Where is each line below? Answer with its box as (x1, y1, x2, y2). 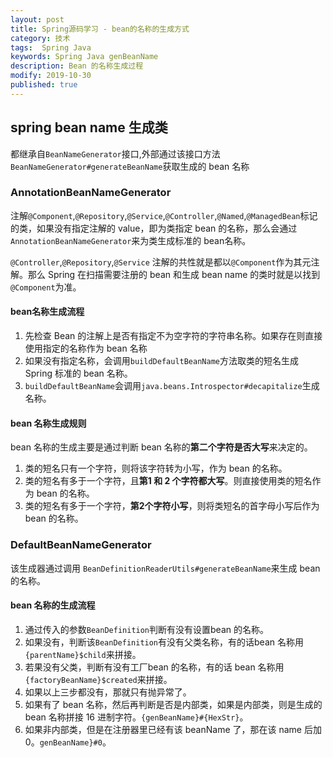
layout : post (10, 14, 65, 25)
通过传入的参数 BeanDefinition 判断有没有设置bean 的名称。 (24, 623, 269, 635)
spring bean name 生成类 (10, 119, 168, 136)
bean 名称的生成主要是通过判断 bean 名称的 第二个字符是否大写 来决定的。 (10, 441, 313, 453)
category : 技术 (10, 33, 71, 43)
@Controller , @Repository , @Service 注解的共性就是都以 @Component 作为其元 (10, 256, 312, 268)
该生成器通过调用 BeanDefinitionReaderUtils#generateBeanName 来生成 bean (10, 562, 321, 574)
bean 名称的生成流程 (10, 599, 96, 611)
